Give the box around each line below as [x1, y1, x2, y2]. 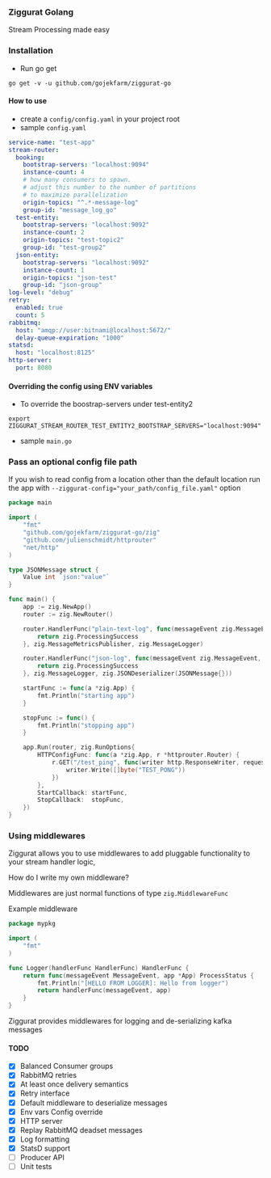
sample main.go [19, 436, 73, 446]
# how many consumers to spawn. [23, 176, 131, 184]
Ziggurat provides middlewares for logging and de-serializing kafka [8, 1016, 232, 1026]
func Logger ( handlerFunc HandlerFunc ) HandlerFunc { [8, 964, 190, 972]
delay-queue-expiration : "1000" [15, 334, 125, 342]
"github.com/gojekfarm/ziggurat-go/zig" [23, 529, 161, 537]
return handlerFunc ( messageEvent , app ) [37, 986, 172, 994]
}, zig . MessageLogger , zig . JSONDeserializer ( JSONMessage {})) [23, 669, 232, 678]
